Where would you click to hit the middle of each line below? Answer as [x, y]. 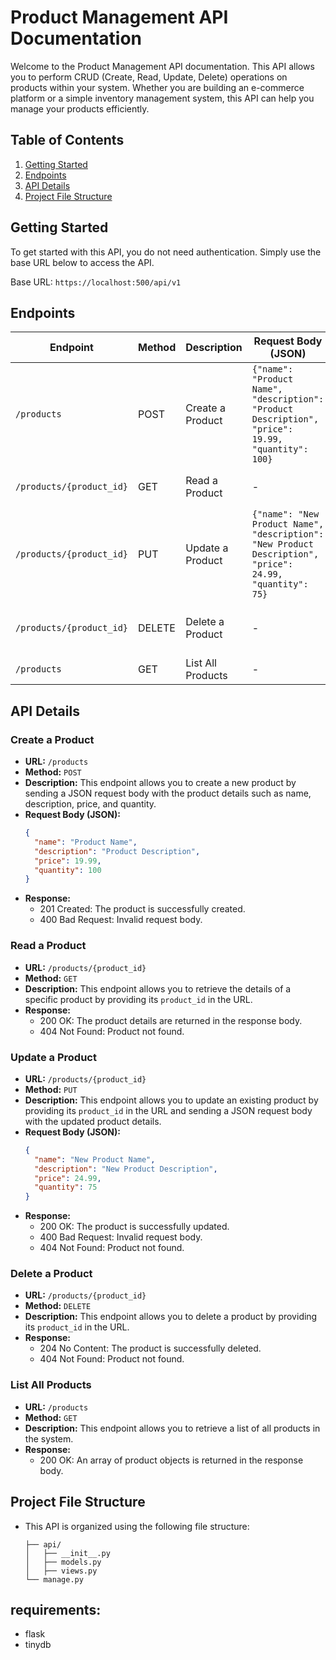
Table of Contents [67, 140]
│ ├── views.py [61, 1571]
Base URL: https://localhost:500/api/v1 [96, 282]
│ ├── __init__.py [67, 1553]
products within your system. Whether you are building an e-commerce [157, 87]
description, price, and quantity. [90, 804]
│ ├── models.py [63, 1562]
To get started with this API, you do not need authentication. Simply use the [166, 252]
